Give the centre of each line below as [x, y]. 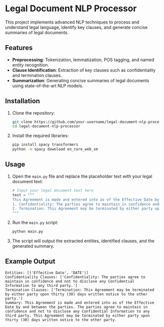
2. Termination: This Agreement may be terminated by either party [82, 209]
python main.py [28, 232]
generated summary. [33, 246]
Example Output [30, 262]
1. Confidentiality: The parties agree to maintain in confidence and [86, 204]
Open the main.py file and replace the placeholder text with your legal [82, 176]
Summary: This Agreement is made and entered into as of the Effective [80, 303]
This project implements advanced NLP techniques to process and [72, 22]
